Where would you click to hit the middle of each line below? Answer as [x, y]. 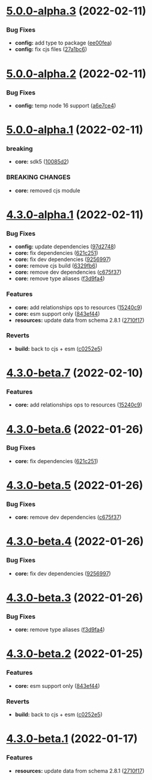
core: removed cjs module [47, 190]
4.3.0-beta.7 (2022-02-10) [74, 373]
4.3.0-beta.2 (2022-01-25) [74, 654]
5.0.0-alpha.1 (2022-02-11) [75, 130]
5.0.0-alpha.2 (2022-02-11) [76, 74]
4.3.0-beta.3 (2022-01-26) [75, 597]
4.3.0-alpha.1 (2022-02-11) [75, 214]
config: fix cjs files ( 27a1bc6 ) [51, 49]
